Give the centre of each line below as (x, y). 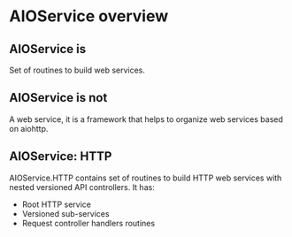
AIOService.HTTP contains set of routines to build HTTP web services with (146, 178)
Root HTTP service (56, 204)
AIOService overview (89, 16)
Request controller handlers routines (88, 223)
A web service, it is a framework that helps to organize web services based (146, 119)
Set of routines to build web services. (77, 70)
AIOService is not (58, 98)
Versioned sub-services (65, 213)
